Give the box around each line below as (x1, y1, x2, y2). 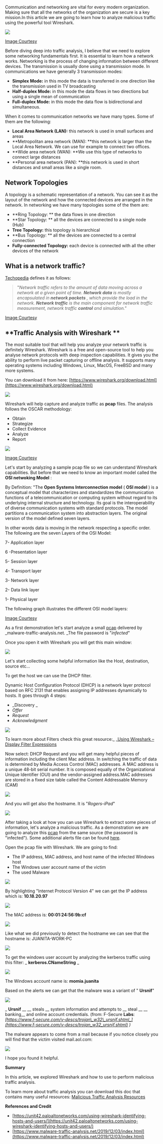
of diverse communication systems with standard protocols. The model (5, 505, 148, 511)
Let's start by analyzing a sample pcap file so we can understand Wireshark (5, 464, 157, 471)
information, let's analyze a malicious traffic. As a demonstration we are (5, 824, 149, 830)
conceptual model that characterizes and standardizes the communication (5, 490, 154, 496)
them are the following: (5, 119, 52, 124)
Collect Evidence (12, 426, 46, 432)
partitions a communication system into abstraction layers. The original (5, 510, 147, 516)
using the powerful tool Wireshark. (5, 20, 74, 25)
